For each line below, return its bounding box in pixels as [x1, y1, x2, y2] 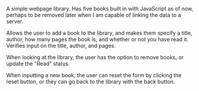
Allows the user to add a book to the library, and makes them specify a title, [6, 29, 193, 37]
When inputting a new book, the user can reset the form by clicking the [6, 72, 182, 78]
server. [6, 18, 24, 25]
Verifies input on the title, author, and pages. [6, 42, 116, 49]
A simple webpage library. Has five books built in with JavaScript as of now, [6, 5, 194, 12]
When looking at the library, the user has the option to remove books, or [6, 54, 184, 60]
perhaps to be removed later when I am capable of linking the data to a [6, 11, 182, 19]
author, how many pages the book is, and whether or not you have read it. [6, 36, 189, 43]
